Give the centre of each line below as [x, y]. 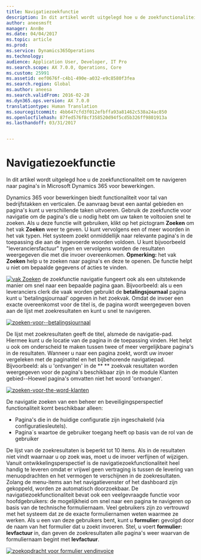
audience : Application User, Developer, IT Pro [67, 62]
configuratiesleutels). [41, 426]
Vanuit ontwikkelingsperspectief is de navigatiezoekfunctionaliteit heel [93, 463]
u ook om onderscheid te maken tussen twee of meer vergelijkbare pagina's [100, 347]
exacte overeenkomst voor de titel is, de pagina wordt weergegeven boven [98, 305]
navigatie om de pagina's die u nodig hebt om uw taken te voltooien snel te [99, 217]
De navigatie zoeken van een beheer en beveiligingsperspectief [85, 402]
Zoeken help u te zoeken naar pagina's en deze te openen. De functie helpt [99, 261]
